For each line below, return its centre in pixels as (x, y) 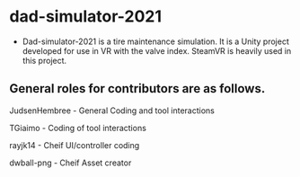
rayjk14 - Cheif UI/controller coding (75, 145)
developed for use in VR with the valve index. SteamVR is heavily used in (157, 50)
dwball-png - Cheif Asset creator (71, 163)
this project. (44, 60)
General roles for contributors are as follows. (137, 88)
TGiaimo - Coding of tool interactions (78, 128)
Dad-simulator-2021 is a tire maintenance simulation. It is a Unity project (155, 41)
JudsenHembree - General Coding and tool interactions (112, 111)
